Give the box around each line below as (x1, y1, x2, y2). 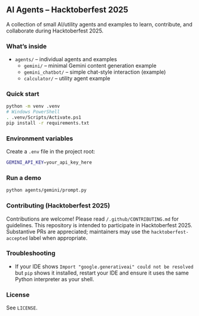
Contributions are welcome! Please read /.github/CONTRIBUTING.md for (6, 215, 179, 222)
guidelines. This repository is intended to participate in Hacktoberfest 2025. (6, 221, 192, 228)
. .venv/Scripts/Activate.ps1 (6, 115, 82, 121)
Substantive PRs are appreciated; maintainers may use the (6, 228, 150, 235)
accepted (6, 235, 28, 242)
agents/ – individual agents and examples (14, 56, 118, 63)
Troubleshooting (6, 249, 56, 257)
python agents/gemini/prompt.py (6, 187, 87, 194)
